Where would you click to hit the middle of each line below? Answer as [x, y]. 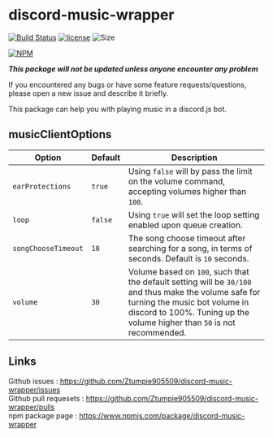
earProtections [42, 186]
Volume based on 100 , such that [188, 271]
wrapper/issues [35, 389]
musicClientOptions [60, 134]
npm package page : [43, 415]
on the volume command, [177, 181]
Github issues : [33, 381]
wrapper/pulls [32, 407]
